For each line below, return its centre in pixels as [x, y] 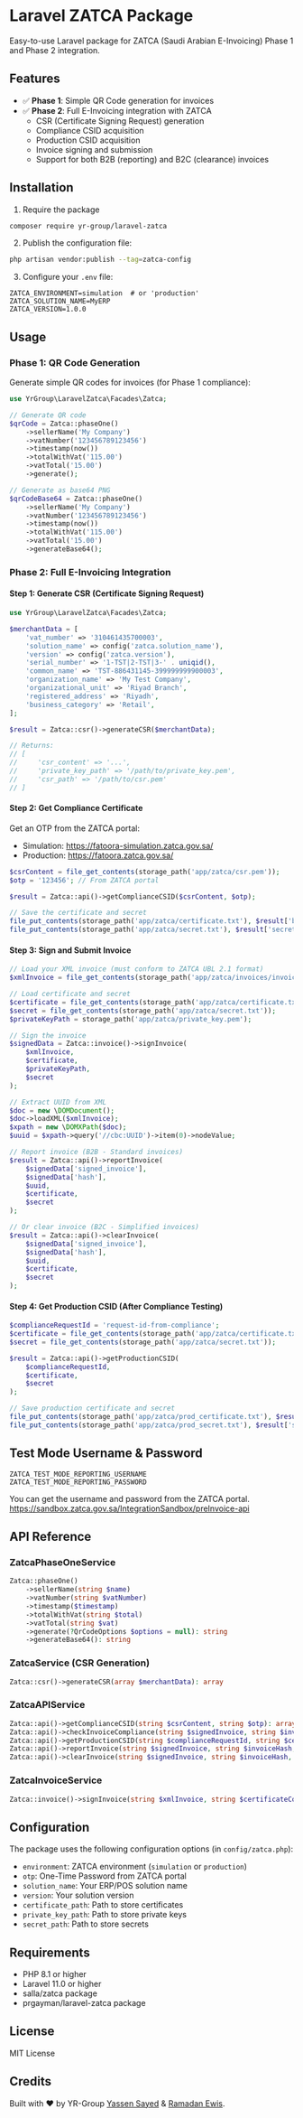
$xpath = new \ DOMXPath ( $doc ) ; [68, 1127]
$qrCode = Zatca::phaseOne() [64, 424]
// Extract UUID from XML [58, 1102]
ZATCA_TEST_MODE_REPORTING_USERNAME [78, 1474]
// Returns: [32, 746]
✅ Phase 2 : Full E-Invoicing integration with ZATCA [117, 110]
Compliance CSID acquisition [90, 130]
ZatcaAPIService [47, 1705]
